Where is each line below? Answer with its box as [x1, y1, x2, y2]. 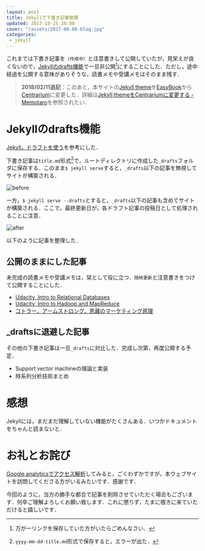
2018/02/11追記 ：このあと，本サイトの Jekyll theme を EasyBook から [21, 83, 193, 90]
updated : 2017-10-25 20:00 [6, 20, 75, 26]
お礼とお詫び [6, 449, 71, 463]
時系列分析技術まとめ [15, 372, 69, 380]
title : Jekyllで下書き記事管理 [6, 15, 79, 21]
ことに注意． [11, 212, 44, 220]
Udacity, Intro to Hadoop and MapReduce [15, 300, 120, 308]
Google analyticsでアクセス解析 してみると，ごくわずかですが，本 [6, 470, 171, 477]
